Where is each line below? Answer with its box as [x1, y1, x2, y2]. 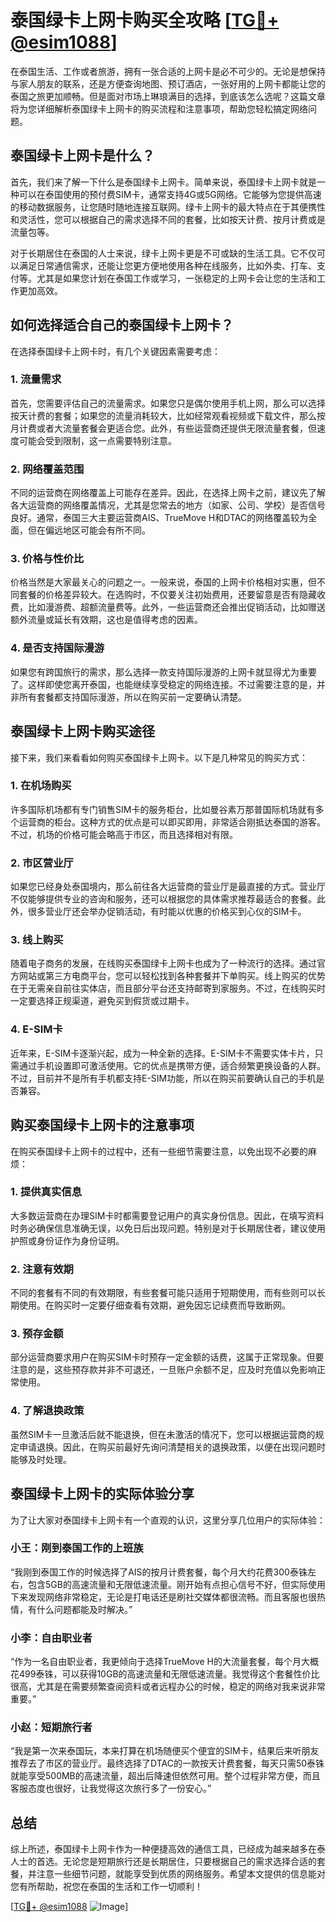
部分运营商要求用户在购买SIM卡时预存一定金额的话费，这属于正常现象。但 [10, 1351, 316, 1363]
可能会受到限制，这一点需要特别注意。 [18, 434, 177, 446]
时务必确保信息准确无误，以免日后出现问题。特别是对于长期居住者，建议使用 [10, 1222, 326, 1234]
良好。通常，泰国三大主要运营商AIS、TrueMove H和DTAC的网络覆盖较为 [10, 512, 309, 524]
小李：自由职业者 [10, 1631, 93, 1645]
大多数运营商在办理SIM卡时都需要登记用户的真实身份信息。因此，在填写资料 [10, 1209, 325, 1221]
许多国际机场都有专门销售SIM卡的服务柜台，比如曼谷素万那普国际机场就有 [10, 803, 316, 815]
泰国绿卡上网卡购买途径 [10, 723, 155, 740]
